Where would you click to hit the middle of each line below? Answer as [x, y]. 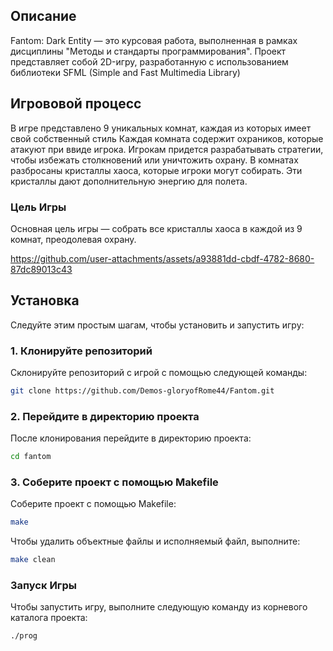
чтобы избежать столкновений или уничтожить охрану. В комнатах [154, 160]
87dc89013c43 [41, 269]
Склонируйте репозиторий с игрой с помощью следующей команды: [159, 373]
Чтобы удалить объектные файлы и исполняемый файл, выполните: [155, 541]
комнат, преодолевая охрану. [73, 239]
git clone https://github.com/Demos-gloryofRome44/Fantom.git [142, 391]
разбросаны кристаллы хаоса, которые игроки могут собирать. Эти [156, 170]
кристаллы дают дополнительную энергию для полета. [129, 181]
